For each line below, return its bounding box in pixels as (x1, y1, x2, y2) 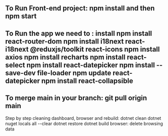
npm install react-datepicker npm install (26, 61, 155, 69)
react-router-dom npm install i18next (5, 37, 124, 46)
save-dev (5, 68, 36, 77)
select (5, 61, 25, 69)
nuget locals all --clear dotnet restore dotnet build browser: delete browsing (5, 120, 163, 126)
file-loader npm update (37, 68, 111, 77)
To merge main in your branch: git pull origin (5, 94, 147, 103)
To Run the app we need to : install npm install (5, 29, 152, 37)
